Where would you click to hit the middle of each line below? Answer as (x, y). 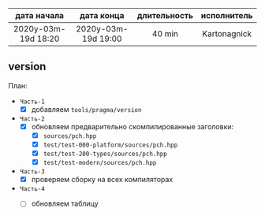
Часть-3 (32, 172)
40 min (166, 34)
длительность (165, 15)
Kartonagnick (227, 34)
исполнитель (227, 15)
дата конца (102, 15)
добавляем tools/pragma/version (86, 109)
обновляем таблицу (65, 203)
